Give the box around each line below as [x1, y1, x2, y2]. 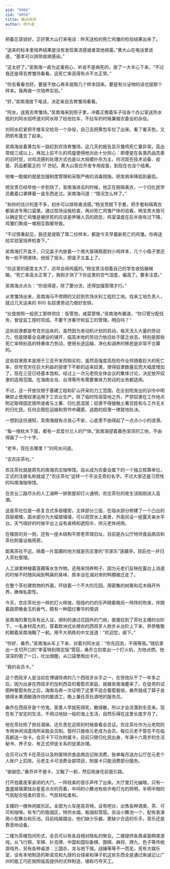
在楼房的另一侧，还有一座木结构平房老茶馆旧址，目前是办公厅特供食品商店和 [5, 531, 165, 537]
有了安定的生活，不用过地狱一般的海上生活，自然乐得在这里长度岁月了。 [9, 711, 160, 717]
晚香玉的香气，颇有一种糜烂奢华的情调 [18, 606, 99, 612]
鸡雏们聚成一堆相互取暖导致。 [5, 221, 67, 227]
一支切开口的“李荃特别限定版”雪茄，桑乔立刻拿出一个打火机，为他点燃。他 [9, 646, 164, 653]
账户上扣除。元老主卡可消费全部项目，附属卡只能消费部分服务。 [9, 758, 143, 764]
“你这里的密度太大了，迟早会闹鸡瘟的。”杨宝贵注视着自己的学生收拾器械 [5, 265, 153, 272]
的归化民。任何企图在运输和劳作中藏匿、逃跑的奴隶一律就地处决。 [5, 407, 143, 413]
